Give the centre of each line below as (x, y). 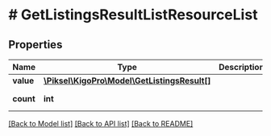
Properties (35, 45)
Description (242, 67)
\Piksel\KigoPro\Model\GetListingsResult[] (127, 80)
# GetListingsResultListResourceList (133, 15)
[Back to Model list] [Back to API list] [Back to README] (101, 124)
